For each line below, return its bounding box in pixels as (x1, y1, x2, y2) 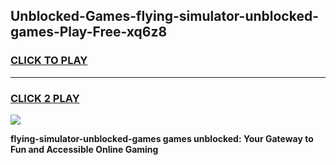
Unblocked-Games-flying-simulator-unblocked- (10, 8, 319, 25)
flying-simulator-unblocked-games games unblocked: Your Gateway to (10, 132, 314, 144)
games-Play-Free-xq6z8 (10, 24, 168, 41)
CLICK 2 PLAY (10, 91, 80, 105)
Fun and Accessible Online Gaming (10, 143, 159, 155)
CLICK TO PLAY (10, 54, 88, 68)
